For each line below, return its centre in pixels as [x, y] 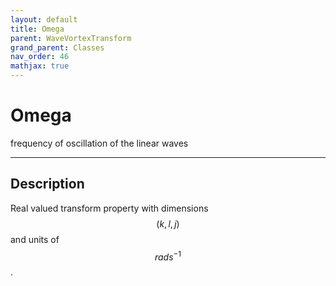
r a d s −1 [168, 256]
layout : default [44, 19]
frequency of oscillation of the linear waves [99, 143]
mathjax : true [40, 66]
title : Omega [37, 29]
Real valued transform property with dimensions [109, 208]
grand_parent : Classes [57, 47]
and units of [35, 239]
